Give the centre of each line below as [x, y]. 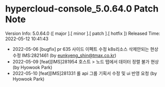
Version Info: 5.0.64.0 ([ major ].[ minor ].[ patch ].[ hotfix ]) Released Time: [83, 33]
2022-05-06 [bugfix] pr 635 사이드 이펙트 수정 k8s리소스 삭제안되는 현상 [86, 49]
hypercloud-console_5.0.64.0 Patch [82, 9]
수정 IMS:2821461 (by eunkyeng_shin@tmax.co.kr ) [64, 55]
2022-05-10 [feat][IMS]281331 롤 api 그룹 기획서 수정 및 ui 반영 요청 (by [85, 73]
